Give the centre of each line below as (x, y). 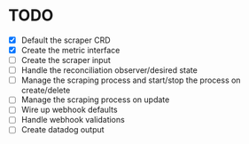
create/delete (46, 91)
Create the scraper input (66, 60)
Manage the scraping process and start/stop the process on (131, 80)
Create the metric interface (70, 50)
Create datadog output (62, 130)
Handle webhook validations (73, 120)
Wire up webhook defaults (69, 110)
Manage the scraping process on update (95, 100)
